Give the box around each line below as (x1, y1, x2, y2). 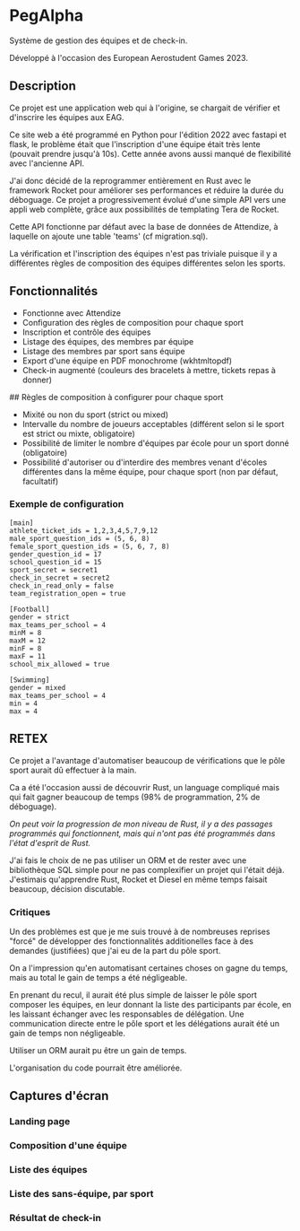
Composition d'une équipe (9, 1139, 128, 1152)
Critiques (9, 905, 51, 918)
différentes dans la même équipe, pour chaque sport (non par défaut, (21, 466, 279, 476)
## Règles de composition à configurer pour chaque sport (9, 391, 224, 402)
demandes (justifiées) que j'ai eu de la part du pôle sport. (9, 945, 221, 956)
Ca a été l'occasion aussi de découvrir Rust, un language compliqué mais (9, 781, 280, 792)
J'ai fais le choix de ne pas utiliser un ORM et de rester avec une (9, 854, 247, 866)
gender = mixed (9, 683, 66, 692)
